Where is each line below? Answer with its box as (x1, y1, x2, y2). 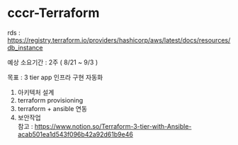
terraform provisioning (17, 95, 84, 104)
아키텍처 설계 (17, 88, 55, 96)
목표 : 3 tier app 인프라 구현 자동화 (7, 73, 103, 81)
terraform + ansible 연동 (17, 104, 87, 112)
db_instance (7, 43, 43, 52)
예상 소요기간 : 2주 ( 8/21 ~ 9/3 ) (7, 58, 98, 66)
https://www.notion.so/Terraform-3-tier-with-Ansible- (34, 122, 192, 130)
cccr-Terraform (7, 5, 100, 21)
